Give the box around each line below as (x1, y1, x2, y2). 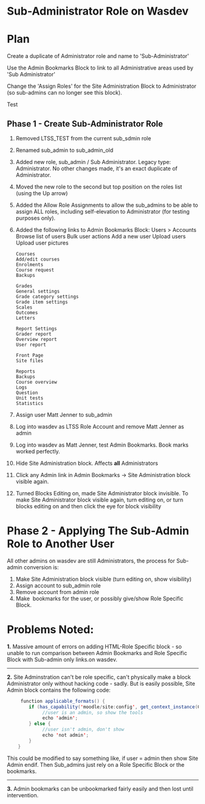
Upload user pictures (15, 239, 69, 246)
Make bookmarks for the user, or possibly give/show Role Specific (15, 595, 184, 602)
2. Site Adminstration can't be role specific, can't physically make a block (7, 673, 191, 681)
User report (15, 342, 46, 348)
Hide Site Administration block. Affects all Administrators (15, 459, 159, 467)
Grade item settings (15, 299, 68, 305)
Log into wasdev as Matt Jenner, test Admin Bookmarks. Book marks (15, 441, 189, 448)
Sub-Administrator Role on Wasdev (7, 4, 189, 18)
